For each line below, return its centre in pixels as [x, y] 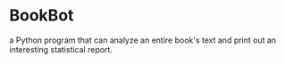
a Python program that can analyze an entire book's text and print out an [143, 40]
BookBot [42, 16]
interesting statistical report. [61, 49]
